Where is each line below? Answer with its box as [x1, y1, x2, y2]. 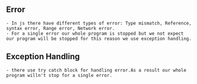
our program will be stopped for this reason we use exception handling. [6, 35, 192, 42]
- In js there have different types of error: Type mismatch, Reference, [6, 20, 192, 26]
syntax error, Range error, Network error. [6, 25, 115, 31]
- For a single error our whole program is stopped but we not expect [6, 31, 184, 36]
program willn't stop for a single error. [6, 72, 112, 78]
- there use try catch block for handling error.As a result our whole [6, 67, 186, 73]
